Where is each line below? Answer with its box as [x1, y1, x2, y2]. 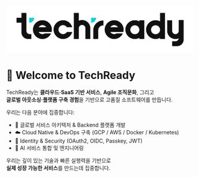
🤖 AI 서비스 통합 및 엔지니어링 [14, 144, 84, 151]
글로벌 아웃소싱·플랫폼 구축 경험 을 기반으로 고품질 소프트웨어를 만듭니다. [6, 96, 173, 103]
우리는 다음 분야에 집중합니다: [6, 109, 75, 116]
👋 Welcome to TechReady [6, 68, 136, 82]
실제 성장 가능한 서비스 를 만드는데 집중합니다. [6, 165, 111, 172]
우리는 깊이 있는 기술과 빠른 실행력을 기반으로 [6, 157, 111, 165]
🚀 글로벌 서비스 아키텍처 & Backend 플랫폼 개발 [14, 121, 126, 129]
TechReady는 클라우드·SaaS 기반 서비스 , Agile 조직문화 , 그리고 [6, 88, 154, 96]
